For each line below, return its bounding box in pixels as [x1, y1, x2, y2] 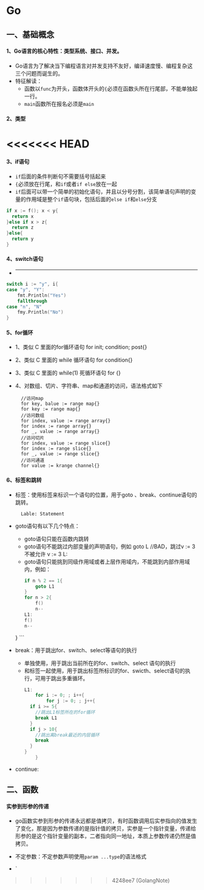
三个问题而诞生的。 [15, 69, 64, 77]
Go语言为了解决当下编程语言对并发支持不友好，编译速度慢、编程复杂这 [15, 62, 193, 69]
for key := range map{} [21, 406, 81, 412]
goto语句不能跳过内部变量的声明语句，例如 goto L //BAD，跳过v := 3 [24, 542, 195, 550]
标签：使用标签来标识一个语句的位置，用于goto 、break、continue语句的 [15, 491, 197, 498]
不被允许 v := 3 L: [24, 550, 68, 557]
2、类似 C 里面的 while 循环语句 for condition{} [15, 356, 133, 364]
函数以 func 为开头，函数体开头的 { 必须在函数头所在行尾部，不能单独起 [24, 85, 198, 92]
